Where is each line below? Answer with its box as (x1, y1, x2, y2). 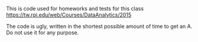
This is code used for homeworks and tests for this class (6, 5, 144, 12)
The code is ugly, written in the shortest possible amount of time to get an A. (6, 23, 193, 30)
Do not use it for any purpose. (6, 29, 79, 36)
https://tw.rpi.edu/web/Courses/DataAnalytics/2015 (6, 11, 132, 18)
